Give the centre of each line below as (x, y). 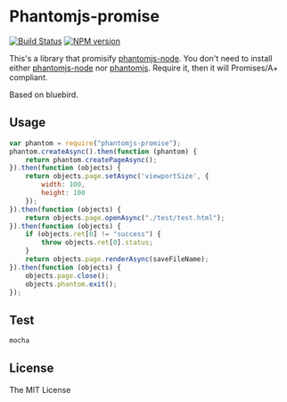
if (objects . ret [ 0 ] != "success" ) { (94, 234)
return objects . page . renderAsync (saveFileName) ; (117, 259)
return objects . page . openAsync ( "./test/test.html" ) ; (125, 217)
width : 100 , (64, 185)
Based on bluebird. (44, 94)
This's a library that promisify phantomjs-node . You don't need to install (141, 58)
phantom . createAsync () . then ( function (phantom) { (103, 152)
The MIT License (40, 390)
